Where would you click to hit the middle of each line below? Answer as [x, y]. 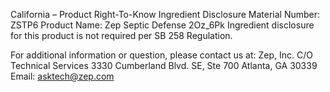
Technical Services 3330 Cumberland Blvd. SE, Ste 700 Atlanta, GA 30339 [164, 65]
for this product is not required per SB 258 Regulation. [121, 35]
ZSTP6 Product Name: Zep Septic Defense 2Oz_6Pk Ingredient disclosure [162, 25]
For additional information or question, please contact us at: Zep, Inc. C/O [161, 55]
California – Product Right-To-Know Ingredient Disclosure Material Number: [165, 14]
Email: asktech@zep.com [62, 76]
